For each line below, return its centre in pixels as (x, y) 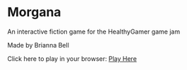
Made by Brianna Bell (38, 45)
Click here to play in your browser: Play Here (72, 58)
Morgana (34, 12)
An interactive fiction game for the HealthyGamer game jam (94, 31)
